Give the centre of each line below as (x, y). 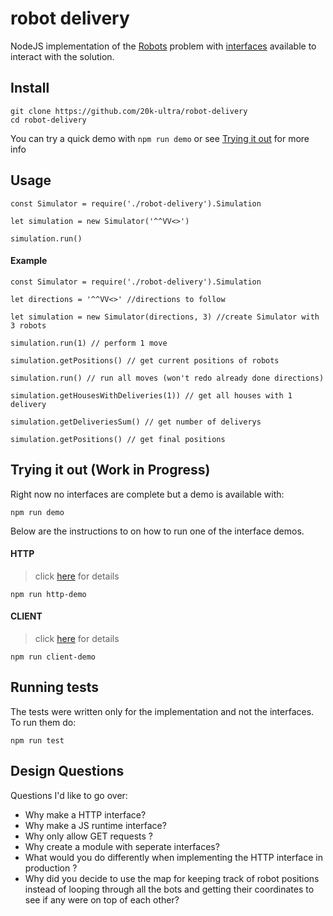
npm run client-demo (53, 657)
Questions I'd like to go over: (69, 795)
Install (30, 88)
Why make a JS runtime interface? (95, 825)
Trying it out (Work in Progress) (110, 470)
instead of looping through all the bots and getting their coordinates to (169, 889)
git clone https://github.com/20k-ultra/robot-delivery (129, 111)
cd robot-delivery (48, 120)
